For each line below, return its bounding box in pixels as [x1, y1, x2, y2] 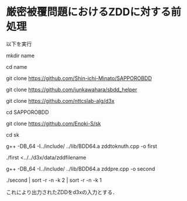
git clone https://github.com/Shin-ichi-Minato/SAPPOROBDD [6, 74, 152, 82]
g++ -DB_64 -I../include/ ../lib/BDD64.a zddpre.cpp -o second [6, 165, 155, 172]
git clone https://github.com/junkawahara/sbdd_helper [6, 86, 137, 93]
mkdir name [6, 52, 35, 59]
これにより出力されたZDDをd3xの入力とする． [6, 188, 118, 196]
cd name [6, 63, 27, 70]
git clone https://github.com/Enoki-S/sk [6, 120, 101, 127]
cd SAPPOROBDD [6, 109, 49, 116]
